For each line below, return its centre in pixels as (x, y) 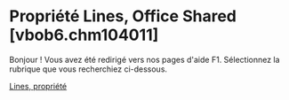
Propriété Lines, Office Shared (123, 16)
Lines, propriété (38, 86)
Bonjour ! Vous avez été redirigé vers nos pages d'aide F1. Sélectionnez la (144, 59)
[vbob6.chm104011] (84, 35)
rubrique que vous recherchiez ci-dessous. (88, 69)
